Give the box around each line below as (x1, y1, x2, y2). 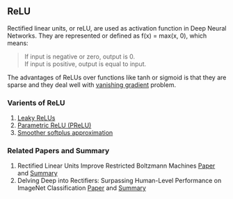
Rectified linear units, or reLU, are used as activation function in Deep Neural (7, 24, 227, 32)
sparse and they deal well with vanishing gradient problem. (7, 80, 176, 89)
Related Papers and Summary (7, 146, 110, 156)
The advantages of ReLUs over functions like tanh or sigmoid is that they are (7, 73, 227, 81)
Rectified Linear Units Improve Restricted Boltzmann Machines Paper (17, 161, 216, 170)
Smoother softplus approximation (17, 129, 113, 137)
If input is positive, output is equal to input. (24, 59, 147, 68)
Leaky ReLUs (17, 114, 56, 122)
